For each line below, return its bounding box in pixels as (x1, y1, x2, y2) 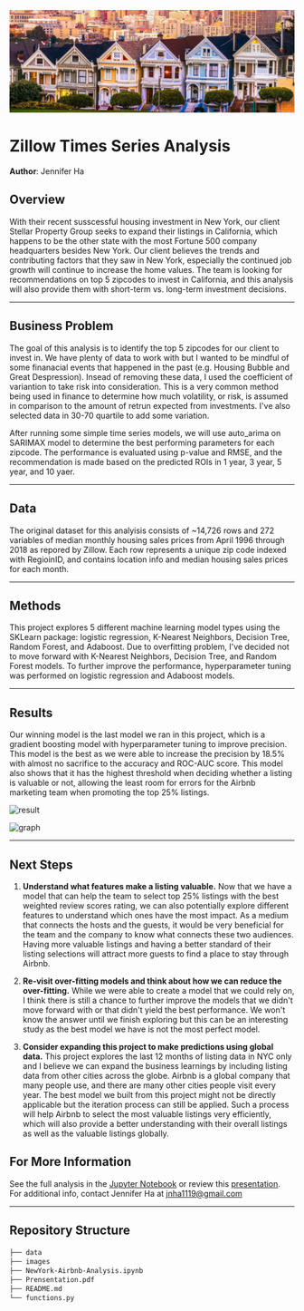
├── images (9, 1257, 51, 1266)
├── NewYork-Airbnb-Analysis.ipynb (9, 1266, 144, 1275)
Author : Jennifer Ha (9, 166, 84, 177)
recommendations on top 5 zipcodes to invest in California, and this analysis (9, 274, 294, 285)
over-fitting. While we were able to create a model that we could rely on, (22, 985, 295, 995)
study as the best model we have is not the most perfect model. (22, 1024, 261, 1034)
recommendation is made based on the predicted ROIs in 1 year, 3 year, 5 (9, 456, 282, 467)
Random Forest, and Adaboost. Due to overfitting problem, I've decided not (9, 641, 290, 653)
